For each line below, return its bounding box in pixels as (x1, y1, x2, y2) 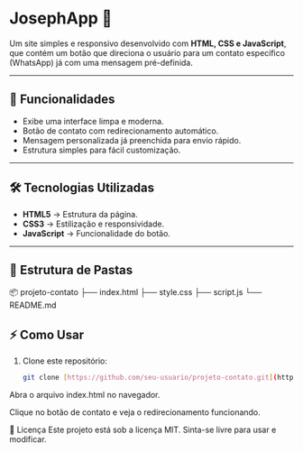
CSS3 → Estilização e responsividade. (22, 218, 165, 229)
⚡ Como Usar (9, 327, 84, 342)
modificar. (9, 434, 47, 445)
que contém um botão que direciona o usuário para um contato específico (9, 47, 286, 58)
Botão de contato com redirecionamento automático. (22, 125, 219, 136)
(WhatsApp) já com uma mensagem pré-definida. (9, 57, 194, 68)
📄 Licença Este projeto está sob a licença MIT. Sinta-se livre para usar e (9, 424, 277, 436)
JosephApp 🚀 (9, 8, 113, 29)
